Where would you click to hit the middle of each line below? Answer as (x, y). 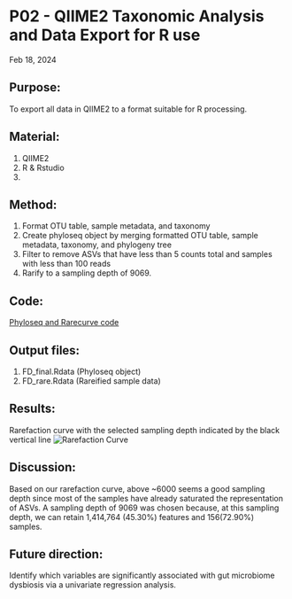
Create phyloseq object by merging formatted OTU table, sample (140, 236)
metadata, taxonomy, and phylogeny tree (97, 245)
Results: (32, 409)
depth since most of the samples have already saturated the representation (146, 498)
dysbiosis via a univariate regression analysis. (93, 585)
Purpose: (35, 87)
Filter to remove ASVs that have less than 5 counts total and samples (147, 254)
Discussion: (43, 467)
